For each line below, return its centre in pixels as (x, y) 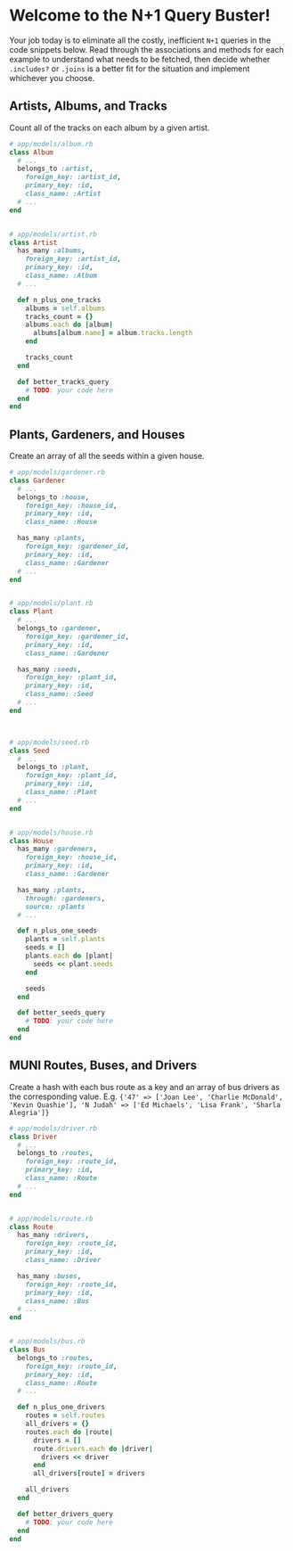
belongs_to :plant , (53, 767)
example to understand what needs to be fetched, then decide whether (140, 59)
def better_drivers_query (65, 1514)
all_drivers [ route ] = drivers (89, 1473)
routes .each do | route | (69, 1432)
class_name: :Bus (57, 1301)
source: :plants (56, 907)
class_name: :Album (61, 275)
